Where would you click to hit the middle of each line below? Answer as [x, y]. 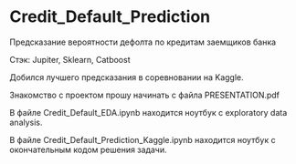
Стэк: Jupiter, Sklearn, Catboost [70, 59]
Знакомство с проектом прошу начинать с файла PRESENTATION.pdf [145, 95]
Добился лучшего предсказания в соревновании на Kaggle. [127, 77]
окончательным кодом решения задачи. [88, 149]
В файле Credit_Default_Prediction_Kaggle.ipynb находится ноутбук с [143, 139]
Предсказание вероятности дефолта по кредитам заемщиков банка [143, 42]
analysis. [26, 122]
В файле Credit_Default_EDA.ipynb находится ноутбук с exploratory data [148, 112]
